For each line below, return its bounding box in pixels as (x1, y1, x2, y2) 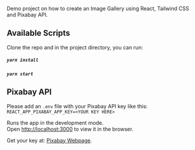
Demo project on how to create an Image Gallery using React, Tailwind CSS (6, 5, 189, 12)
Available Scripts (6, 28, 70, 38)
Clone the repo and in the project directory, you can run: (6, 44, 143, 51)
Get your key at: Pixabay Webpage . (6, 136, 92, 144)
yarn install (6, 57, 39, 64)
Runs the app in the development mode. (6, 119, 104, 126)
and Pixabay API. (6, 11, 48, 18)
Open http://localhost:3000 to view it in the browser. (6, 125, 134, 132)
